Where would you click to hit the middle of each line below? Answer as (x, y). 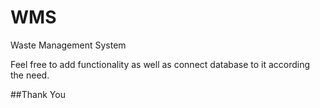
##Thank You (38, 94)
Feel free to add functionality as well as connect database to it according (160, 64)
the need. (30, 75)
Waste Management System (68, 45)
